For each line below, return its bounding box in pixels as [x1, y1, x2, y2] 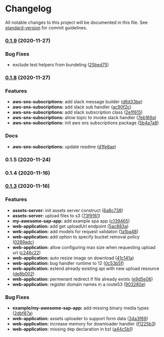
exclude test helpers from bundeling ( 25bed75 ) [12, 62, 109, 68]
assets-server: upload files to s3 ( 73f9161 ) [12, 212, 101, 219]
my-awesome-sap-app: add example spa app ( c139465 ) [12, 218, 130, 224]
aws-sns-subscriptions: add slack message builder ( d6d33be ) [12, 99, 143, 105]
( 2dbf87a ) [12, 310, 33, 316]
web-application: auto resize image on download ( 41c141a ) [12, 254, 134, 261]
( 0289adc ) [12, 239, 35, 245]
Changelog [5, 3, 52, 14]
